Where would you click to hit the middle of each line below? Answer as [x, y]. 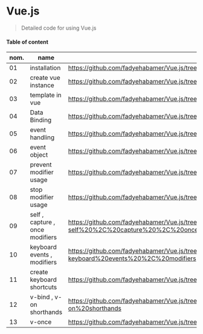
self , [37, 215]
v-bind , [41, 297]
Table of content [27, 42]
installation [45, 68]
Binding [41, 120]
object [39, 155]
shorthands [46, 312]
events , [41, 255]
